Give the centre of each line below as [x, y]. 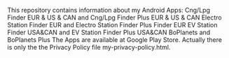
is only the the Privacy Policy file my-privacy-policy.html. [89, 47]
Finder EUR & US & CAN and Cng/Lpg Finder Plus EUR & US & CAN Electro [114, 17]
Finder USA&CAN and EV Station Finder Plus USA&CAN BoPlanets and [109, 32]
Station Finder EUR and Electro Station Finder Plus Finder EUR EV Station [112, 25]
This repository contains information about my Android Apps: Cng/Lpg [109, 10]
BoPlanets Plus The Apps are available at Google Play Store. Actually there [115, 40]
